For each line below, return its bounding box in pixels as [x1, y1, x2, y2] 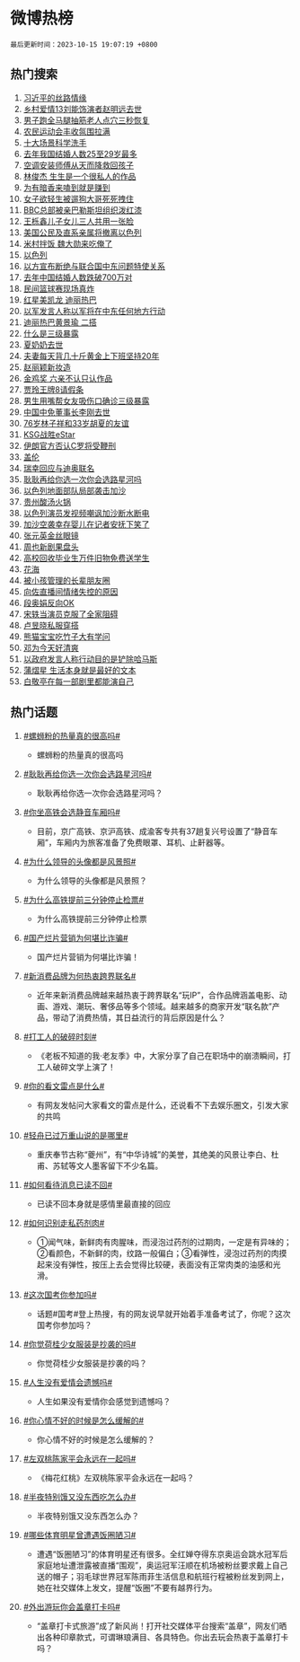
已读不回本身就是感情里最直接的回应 [36, 1198, 172, 1209]
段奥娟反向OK [22, 597, 75, 608]
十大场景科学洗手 [22, 136, 87, 148]
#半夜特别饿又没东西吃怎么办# [22, 1491, 137, 1502]
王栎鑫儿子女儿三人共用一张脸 [22, 215, 134, 226]
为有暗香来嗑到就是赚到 [22, 181, 110, 193]
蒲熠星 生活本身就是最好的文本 [22, 664, 137, 675]
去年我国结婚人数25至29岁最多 [22, 148, 137, 159]
